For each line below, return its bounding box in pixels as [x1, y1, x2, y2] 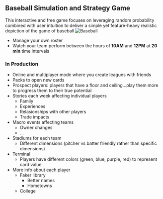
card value [19, 162, 42, 168]
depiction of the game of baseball [5, 27, 75, 34]
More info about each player [12, 167, 71, 173]
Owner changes [19, 124, 53, 131]
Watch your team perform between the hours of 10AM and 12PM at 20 [12, 42, 158, 49]
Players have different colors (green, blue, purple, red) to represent [19, 156, 158, 162]
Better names [27, 178, 55, 184]
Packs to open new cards [12, 77, 65, 83]
